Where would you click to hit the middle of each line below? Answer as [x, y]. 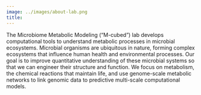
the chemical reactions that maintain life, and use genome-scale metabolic [99, 73]
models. [16, 86]
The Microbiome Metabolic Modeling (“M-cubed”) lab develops [85, 34]
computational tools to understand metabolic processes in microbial [91, 41]
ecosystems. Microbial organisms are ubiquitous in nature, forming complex [101, 47]
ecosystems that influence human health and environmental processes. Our [101, 54]
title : [14, 18]
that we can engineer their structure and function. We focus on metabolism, [100, 67]
